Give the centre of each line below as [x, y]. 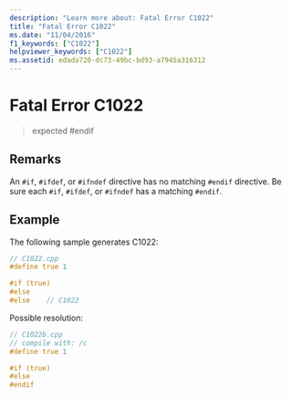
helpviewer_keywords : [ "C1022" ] [71, 52]
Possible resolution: [47, 318]
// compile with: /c [49, 343]
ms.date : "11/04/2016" [52, 35]
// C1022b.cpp [36, 334]
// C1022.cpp [34, 258]
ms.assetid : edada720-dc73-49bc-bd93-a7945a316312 [108, 60]
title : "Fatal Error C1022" [63, 26]
